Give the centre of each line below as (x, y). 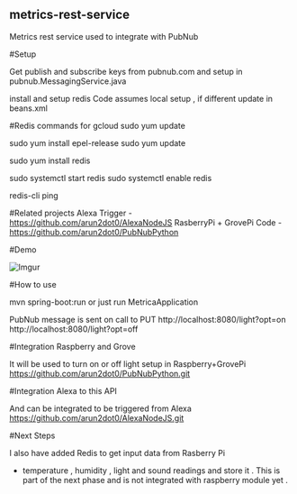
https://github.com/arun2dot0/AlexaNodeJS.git (97, 417)
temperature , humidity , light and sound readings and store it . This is (151, 470)
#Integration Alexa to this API (63, 390)
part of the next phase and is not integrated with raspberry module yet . (155, 480)
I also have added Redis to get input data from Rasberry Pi (117, 453)
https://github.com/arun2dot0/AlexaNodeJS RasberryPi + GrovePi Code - (145, 222)
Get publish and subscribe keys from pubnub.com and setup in (126, 71)
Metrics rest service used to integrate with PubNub (104, 36)
